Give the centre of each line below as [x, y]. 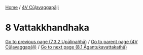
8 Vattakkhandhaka [47, 28]
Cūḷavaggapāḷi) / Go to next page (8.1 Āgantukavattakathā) [66, 47]
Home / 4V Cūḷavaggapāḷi [32, 7]
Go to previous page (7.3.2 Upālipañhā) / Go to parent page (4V [71, 41]
